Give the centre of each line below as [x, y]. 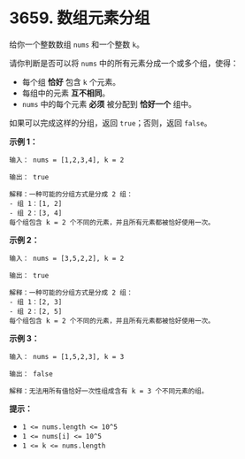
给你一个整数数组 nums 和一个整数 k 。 [77, 44]
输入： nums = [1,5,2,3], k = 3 [67, 356]
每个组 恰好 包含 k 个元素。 [71, 81]
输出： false [31, 374]
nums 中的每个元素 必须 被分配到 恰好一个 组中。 [109, 103]
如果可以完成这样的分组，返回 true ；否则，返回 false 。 [111, 122]
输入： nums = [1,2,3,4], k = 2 [67, 160]
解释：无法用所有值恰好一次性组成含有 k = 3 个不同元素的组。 [109, 391]
